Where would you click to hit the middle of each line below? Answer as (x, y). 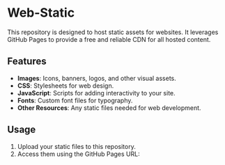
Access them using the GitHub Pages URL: (79, 154)
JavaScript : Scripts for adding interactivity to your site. (96, 93)
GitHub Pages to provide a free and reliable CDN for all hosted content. (109, 39)
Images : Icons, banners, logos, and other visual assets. (96, 78)
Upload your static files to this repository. (76, 146)
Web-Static (41, 13)
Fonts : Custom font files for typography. (75, 100)
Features (27, 62)
